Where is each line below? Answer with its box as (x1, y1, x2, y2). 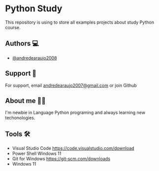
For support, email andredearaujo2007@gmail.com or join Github (5, 82, 137, 88)
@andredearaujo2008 (12, 55, 58, 61)
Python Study (5, 3, 63, 14)
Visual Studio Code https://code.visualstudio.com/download (12, 145, 134, 151)
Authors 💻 (5, 39, 39, 48)
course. (5, 24, 21, 30)
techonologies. (5, 115, 35, 121)
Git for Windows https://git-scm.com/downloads (12, 156, 111, 162)
